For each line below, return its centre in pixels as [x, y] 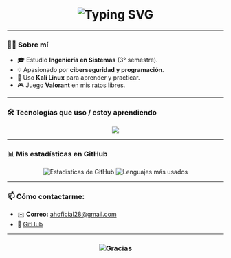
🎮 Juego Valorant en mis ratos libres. [71, 85]
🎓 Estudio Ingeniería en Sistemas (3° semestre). [87, 60]
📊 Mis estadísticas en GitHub [57, 154]
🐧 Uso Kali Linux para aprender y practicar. [78, 78]
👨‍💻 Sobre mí [28, 45]
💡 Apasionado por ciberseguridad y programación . [90, 70]
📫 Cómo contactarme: [46, 196]
